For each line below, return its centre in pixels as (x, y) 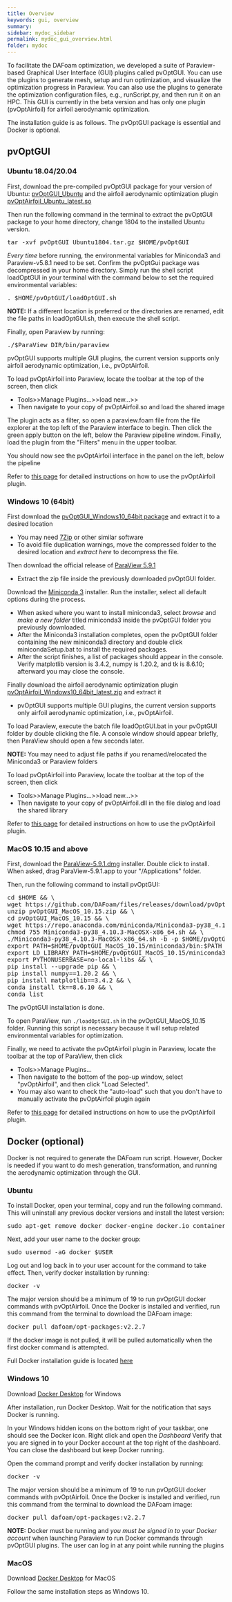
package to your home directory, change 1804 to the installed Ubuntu (106, 222)
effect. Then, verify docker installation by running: (78, 1273)
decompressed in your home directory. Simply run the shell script (100, 270)
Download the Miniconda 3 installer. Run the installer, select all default (107, 592)
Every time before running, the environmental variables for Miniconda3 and (114, 255)
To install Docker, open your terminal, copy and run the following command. (115, 1206)
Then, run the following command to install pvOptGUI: (84, 885)
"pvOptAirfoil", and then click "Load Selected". (83, 1084)
